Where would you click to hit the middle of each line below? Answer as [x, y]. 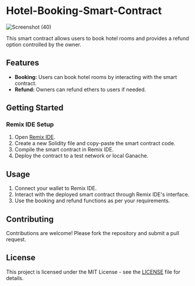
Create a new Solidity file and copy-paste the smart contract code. [95, 143]
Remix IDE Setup [30, 125]
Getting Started [35, 108]
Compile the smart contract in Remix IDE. [64, 150]
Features [23, 63]
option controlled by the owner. [44, 44]
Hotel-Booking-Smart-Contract [84, 11]
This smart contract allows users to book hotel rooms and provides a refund [97, 38]
